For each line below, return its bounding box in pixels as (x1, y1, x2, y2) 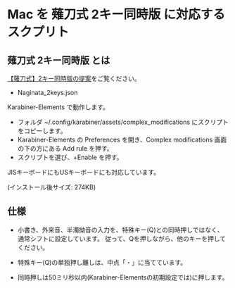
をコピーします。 (17, 127, 67, 134)
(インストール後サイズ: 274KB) (7, 183, 96, 191)
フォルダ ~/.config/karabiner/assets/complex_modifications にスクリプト (17, 118, 229, 126)
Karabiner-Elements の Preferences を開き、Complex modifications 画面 (17, 135, 227, 144)
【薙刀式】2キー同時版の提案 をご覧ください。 (7, 75, 141, 82)
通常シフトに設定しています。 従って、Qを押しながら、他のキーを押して (17, 234, 227, 243)
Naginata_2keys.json (17, 89, 78, 96)
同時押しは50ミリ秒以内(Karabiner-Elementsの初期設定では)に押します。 (17, 273, 229, 282)
